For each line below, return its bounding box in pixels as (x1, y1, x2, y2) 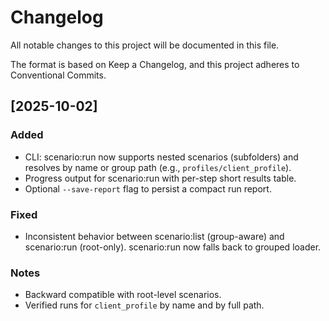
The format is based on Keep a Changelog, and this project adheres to (10, 58, 300, 70)
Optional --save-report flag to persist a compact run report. (24, 182, 272, 195)
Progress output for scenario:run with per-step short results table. (24, 172, 297, 184)
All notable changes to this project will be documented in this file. (10, 39, 280, 51)
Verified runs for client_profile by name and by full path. (24, 299, 265, 311)
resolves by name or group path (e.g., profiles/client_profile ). (24, 161, 292, 173)
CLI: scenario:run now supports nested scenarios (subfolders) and (24, 151, 299, 163)
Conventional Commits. (10, 69, 107, 81)
